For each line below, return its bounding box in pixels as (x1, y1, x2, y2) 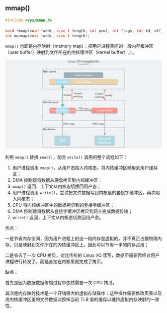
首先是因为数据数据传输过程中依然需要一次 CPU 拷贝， (5, 280, 117, 286)
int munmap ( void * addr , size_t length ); (5, 33, 90, 39)
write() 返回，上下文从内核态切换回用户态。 (12, 215, 103, 221)
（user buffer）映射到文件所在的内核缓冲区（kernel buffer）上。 (5, 49, 137, 55)
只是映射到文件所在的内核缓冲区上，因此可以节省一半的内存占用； (13, 242, 149, 248)
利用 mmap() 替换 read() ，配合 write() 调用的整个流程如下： (5, 154, 128, 160)
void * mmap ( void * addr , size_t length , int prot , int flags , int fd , (5, 28, 153, 33)
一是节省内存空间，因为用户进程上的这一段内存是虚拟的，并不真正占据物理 (5, 235, 158, 241)
